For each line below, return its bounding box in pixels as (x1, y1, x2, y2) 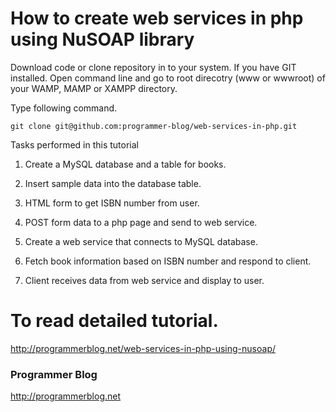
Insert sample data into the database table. (24, 177, 202, 189)
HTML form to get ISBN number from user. (24, 197, 200, 209)
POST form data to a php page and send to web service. (24, 216, 258, 228)
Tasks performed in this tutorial (10, 138, 140, 151)
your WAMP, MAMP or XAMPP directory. (10, 82, 178, 94)
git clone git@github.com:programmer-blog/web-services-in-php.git (10, 121, 298, 131)
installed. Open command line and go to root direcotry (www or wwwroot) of (10, 72, 326, 84)
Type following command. (10, 102, 118, 114)
